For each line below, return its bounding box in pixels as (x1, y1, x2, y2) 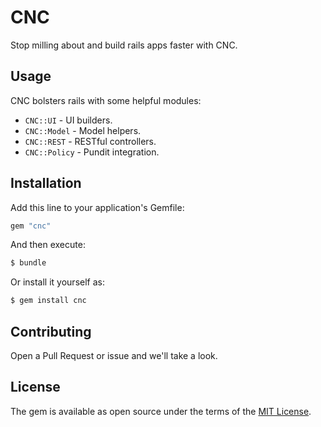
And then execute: (10, 239, 86, 251)
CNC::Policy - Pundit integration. (24, 146, 160, 158)
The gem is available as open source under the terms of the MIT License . (10, 405, 312, 417)
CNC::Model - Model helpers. (24, 124, 142, 136)
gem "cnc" (10, 221, 52, 231)
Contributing (10, 323, 92, 340)
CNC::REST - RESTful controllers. (24, 135, 157, 147)
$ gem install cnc (10, 296, 87, 306)
